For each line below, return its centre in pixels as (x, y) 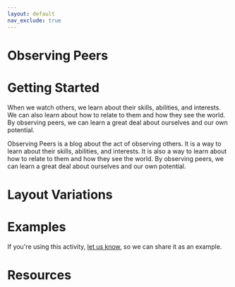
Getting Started (54, 87)
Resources (40, 275)
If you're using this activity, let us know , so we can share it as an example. (115, 246)
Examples (37, 227)
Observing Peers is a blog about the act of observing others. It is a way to (114, 143)
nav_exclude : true (34, 20)
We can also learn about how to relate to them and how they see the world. (116, 115)
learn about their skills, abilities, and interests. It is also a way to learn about (117, 151)
